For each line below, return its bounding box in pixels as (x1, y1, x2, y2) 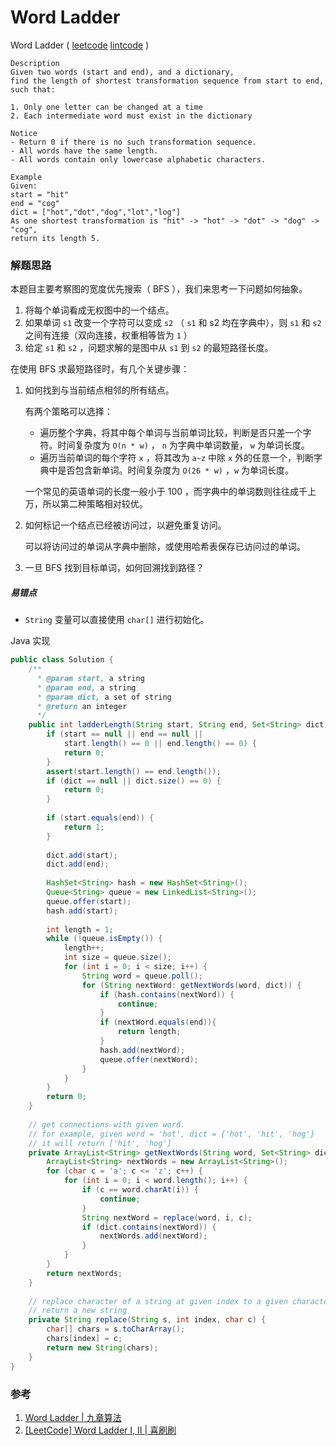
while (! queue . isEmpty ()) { (46, 934, 163, 944)
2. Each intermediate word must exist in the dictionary (10, 111, 253, 121)
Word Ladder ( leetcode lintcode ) (10, 39, 150, 51)
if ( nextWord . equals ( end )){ (99, 1017, 217, 1028)
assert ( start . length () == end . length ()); (46, 766, 222, 776)
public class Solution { (10, 655, 114, 665)
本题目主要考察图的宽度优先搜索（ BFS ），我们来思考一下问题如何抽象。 (10, 283, 308, 295)
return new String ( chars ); (46, 1342, 159, 1353)
